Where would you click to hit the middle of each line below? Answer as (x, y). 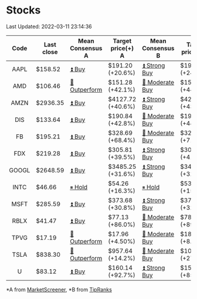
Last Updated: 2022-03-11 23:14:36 (49, 26)
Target (122, 40)
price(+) (122, 48)
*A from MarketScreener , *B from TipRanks (59, 289)
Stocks (23, 10)
